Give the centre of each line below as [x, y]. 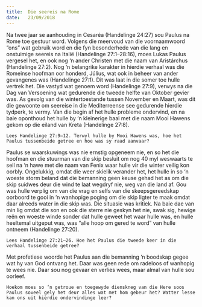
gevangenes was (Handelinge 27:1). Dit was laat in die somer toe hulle [93, 80]
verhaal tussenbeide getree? [43, 245]
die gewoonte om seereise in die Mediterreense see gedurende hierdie [94, 105]
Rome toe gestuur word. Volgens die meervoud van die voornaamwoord [96, 41]
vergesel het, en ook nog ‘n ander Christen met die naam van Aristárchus [97, 60]
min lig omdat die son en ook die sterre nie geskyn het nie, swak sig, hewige [101, 210]
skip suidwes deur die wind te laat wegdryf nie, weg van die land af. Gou [96, 184]
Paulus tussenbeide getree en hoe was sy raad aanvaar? [78, 141]
